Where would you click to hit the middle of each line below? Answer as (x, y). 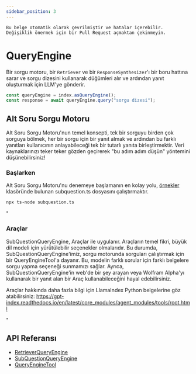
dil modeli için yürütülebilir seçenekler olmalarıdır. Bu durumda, (82, 247)
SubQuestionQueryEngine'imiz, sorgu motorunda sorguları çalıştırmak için (95, 254)
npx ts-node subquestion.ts (40, 202)
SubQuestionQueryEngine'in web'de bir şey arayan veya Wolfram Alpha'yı (95, 272)
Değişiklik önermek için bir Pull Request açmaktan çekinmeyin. (86, 33)
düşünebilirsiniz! (26, 158)
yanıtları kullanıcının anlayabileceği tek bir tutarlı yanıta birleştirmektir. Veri (95, 145)
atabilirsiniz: (20, 296)
